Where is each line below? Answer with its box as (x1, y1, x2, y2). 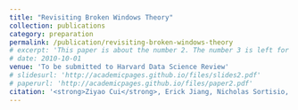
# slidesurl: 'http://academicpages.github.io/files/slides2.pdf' (9, 71, 261, 80)
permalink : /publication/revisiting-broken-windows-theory (9, 37, 234, 47)
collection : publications (9, 21, 105, 30)
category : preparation (9, 29, 94, 38)
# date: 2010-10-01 (9, 54, 82, 63)
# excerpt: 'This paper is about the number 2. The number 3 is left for (9, 46, 290, 55)
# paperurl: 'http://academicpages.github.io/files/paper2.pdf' (9, 79, 253, 88)
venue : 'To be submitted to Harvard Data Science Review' (9, 63, 229, 72)
